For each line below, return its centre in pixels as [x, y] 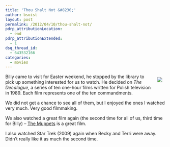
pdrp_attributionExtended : [34, 39]
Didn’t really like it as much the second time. [52, 139]
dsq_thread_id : [21, 48]
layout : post [19, 19]
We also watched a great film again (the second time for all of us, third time [84, 118]
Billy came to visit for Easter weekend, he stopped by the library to [75, 77]
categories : [18, 57]
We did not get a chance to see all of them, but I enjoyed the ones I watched [85, 103]
